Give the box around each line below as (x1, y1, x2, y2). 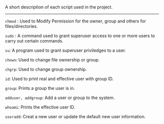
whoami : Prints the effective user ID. (5, 104, 76, 110)
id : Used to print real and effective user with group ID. (5, 76, 114, 82)
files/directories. (5, 23, 38, 29)
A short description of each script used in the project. (5, 4, 113, 10)
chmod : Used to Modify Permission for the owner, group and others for (5, 18, 146, 24)
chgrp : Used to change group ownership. (5, 66, 87, 72)
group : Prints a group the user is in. (5, 85, 75, 91)
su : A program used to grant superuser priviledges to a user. (5, 47, 126, 53)
